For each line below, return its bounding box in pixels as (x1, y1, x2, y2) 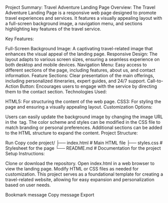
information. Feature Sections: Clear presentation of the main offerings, (5, 73, 154, 78)
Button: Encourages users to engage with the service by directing (20, 83, 157, 89)
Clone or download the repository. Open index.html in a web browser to (5, 160, 155, 166)
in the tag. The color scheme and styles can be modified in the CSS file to (5, 119, 161, 125)
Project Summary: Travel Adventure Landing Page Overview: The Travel (5, 5, 156, 10)
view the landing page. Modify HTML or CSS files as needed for (5, 166, 139, 172)
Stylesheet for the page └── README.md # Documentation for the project (5, 145, 161, 151)
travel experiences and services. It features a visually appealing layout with (5, 15, 162, 21)
